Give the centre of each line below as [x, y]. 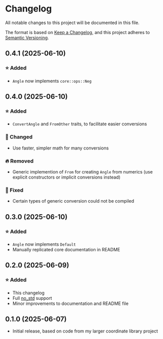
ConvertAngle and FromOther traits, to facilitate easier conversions [80, 124]
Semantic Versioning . [27, 38]
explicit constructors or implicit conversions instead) [66, 177]
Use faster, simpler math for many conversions [60, 148]
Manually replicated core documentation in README [66, 249]
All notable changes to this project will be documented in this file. [72, 23]
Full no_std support [32, 298]
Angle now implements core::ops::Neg [52, 81]
